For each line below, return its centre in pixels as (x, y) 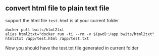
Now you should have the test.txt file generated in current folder (72, 48)
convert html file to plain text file (57, 8)
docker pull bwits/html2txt (35, 30)
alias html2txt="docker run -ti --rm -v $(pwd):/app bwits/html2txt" (80, 34)
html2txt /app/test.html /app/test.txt (47, 38)
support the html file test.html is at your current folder (62, 20)
